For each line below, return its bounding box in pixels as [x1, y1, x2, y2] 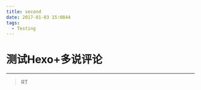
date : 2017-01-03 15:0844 [6, 14, 71, 20]
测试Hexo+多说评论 [6, 53, 103, 66]
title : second [6, 8, 42, 15]
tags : [6, 20, 20, 26]
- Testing [11, 25, 36, 32]
